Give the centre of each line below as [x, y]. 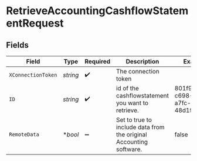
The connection [138, 71]
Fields [18, 45]
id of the [128, 88]
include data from [141, 127]
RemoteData [24, 134]
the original [132, 135]
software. [129, 149]
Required [98, 61]
